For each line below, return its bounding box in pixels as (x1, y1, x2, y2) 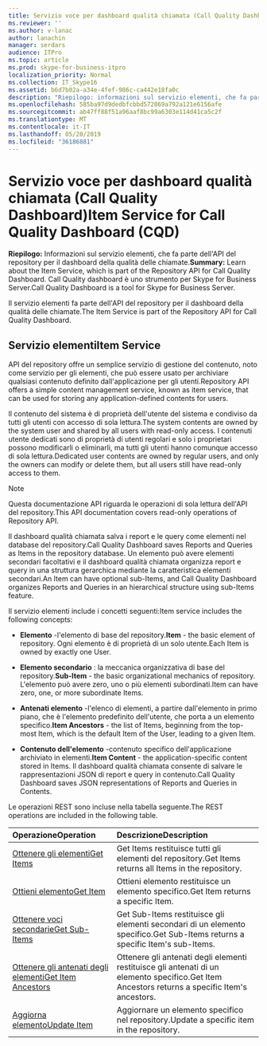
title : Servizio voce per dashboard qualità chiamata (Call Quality (8, 11, 240, 20)
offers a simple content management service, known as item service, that (8, 385, 249, 395)
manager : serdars (8, 41, 66, 49)
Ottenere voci (12, 914, 64, 925)
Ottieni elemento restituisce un (116, 876, 231, 887)
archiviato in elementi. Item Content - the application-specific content (19, 753, 248, 762)
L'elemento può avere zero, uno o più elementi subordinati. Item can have (19, 679, 258, 690)
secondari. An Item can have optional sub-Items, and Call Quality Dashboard (8, 574, 257, 584)
